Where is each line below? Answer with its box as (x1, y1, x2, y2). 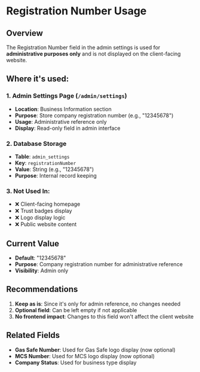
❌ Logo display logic (14, 214, 66, 221)
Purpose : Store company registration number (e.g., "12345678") (14, 112, 174, 119)
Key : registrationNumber (14, 159, 76, 166)
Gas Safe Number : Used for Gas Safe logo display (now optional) (14, 346, 176, 353)
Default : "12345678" (14, 254, 66, 261)
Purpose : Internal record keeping (14, 172, 97, 179)
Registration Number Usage (6, 4, 147, 18)
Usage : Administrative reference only (14, 118, 107, 125)
